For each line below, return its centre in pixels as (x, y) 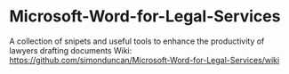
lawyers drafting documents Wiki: (71, 50)
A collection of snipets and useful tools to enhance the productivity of (137, 41)
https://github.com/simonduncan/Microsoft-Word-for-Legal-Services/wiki (144, 60)
